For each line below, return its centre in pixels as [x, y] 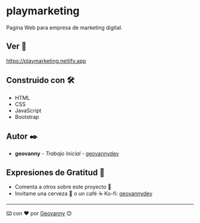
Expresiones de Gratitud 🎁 [56, 172]
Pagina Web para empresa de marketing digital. [65, 28]
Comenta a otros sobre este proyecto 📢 [63, 187]
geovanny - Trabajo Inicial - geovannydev [67, 154]
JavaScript [28, 110]
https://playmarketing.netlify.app [46, 60]
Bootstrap [27, 117]
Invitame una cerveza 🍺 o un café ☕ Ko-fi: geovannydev [84, 194]
